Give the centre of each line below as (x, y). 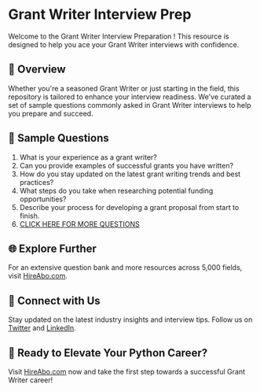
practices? (37, 182)
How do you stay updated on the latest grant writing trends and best (130, 174)
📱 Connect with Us (54, 301)
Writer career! (31, 380)
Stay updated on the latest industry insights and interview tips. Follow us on (130, 319)
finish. (29, 216)
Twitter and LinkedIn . (42, 328)
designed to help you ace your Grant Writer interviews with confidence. (124, 44)
